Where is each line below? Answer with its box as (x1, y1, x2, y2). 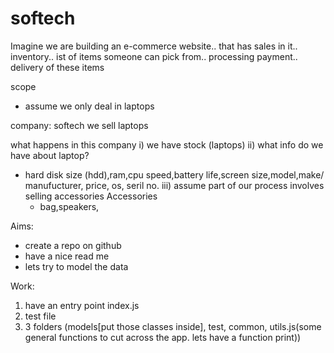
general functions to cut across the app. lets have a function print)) (24, 331, 302, 343)
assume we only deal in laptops (24, 100, 155, 112)
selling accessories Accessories (24, 190, 158, 202)
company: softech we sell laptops (10, 119, 149, 131)
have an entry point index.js (24, 299, 140, 311)
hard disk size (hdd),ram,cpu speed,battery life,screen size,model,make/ (24, 168, 325, 181)
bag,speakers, (39, 200, 100, 212)
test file (24, 310, 57, 322)
